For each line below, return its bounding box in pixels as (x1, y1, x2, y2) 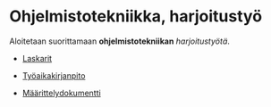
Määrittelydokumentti (21, 87, 101, 98)
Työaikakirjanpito (21, 70, 86, 81)
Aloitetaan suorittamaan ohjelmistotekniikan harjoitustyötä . (9, 36, 231, 46)
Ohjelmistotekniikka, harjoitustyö (9, 6, 262, 27)
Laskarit (21, 53, 52, 63)
